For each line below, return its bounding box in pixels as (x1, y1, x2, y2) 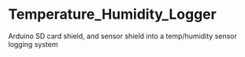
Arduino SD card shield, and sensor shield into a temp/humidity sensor (8, 31, 238, 41)
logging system (8, 39, 58, 48)
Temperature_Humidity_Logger (8, 5, 217, 23)
